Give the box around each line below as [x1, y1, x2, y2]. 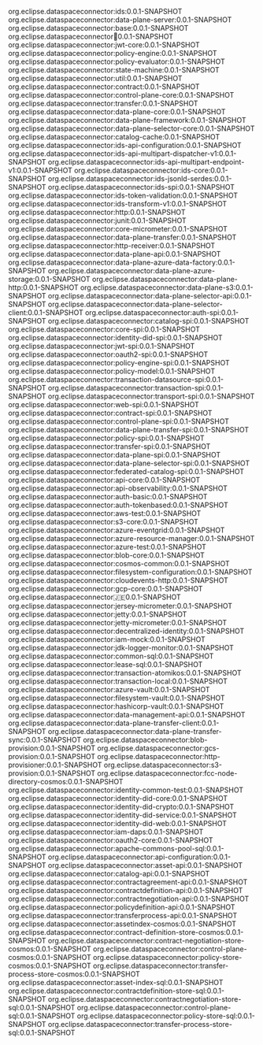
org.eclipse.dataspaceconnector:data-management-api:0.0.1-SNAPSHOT [8, 710, 246, 719]
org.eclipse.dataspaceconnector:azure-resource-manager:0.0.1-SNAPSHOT [8, 534, 255, 543]
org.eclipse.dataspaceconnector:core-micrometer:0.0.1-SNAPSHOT [8, 224, 228, 233]
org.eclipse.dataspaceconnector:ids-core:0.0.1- [73, 165, 228, 175]
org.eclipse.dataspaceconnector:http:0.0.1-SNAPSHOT [8, 208, 186, 217]
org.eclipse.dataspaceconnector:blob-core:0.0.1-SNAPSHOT [8, 550, 205, 560]
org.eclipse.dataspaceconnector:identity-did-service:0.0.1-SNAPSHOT [8, 810, 238, 820]
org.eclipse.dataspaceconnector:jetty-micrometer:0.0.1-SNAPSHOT [8, 618, 228, 627]
